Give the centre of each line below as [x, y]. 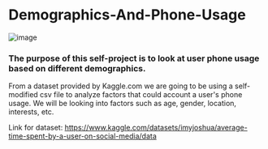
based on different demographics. [77, 68]
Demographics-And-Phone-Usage [127, 15]
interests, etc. [31, 112]
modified [23, 95]
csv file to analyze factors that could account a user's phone [141, 95]
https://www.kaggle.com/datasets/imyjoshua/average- [156, 128]
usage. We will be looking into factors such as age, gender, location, [123, 104]
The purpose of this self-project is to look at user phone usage [134, 58]
